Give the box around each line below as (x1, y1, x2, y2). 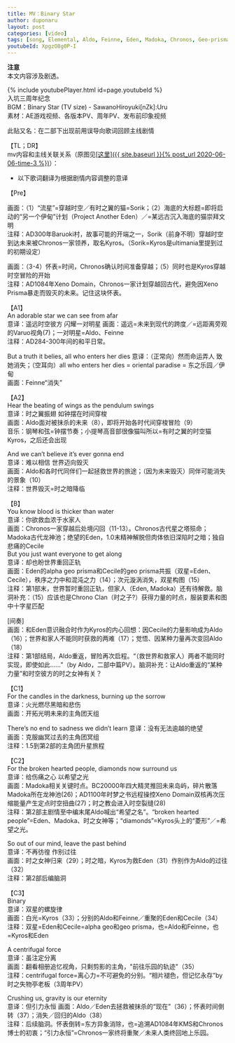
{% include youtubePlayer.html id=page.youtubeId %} (7, 86, 163, 94)
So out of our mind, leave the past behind (7, 839, 127, 847)
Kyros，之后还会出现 (7, 436, 67, 444)
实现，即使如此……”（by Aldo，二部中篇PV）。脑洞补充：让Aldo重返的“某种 (7, 660, 222, 669)
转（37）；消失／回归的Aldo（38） (7, 1011, 106, 1019)
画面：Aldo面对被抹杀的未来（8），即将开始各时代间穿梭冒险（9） (7, 418, 197, 426)
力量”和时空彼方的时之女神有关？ (7, 669, 103, 677)
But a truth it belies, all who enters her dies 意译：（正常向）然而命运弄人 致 (7, 352, 222, 360)
